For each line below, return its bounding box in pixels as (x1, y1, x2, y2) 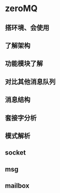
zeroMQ (5, 3, 37, 14)
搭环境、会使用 (5, 23, 49, 32)
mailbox (5, 182, 30, 190)
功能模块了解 (5, 59, 43, 68)
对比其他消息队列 (5, 77, 56, 86)
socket (5, 149, 26, 157)
